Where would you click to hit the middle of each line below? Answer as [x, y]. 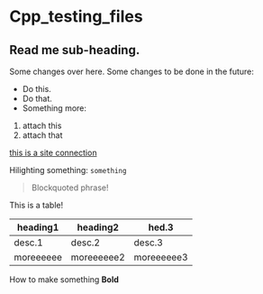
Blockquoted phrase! [70, 188]
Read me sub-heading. [75, 50]
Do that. [37, 98]
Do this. [36, 89]
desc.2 [86, 243]
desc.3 [149, 243]
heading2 [98, 227]
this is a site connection [53, 152]
